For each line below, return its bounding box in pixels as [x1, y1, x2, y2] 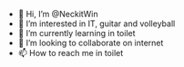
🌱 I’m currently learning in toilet [17, 28, 136, 38]
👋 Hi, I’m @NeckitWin [17, 9, 98, 19]
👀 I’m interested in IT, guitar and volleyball [17, 18, 176, 29]
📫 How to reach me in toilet [17, 48, 124, 58]
